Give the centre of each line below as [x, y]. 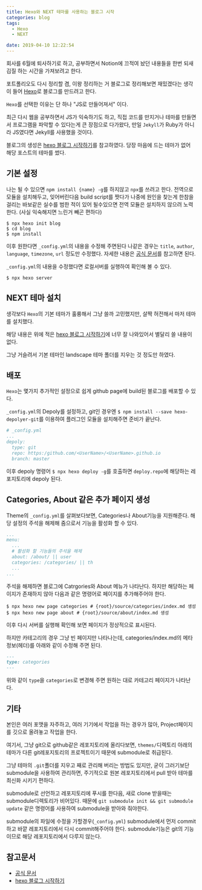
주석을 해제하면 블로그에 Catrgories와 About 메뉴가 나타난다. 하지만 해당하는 [97, 586]
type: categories [28, 662]
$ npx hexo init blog [34, 223]
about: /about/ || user [41, 557]
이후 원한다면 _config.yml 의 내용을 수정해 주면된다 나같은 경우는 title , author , [100, 246]
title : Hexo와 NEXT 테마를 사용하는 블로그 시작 [60, 12]
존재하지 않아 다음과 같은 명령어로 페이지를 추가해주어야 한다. [94, 593]
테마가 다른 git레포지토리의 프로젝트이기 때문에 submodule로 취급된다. [90, 752]
